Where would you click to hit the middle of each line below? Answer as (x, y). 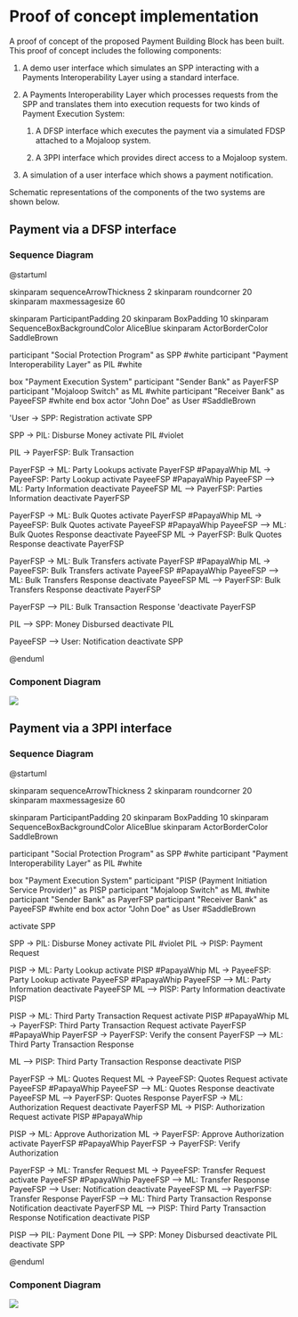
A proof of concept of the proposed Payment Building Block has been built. (147, 41)
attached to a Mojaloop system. (93, 140)
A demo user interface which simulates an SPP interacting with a (141, 68)
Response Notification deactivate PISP (80, 1217)
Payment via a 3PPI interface (91, 728)
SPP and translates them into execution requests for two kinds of (141, 103)
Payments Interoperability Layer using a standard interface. (131, 77)
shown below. (35, 202)
